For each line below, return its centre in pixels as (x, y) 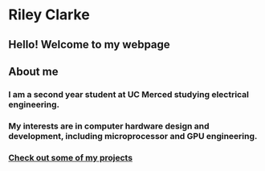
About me (33, 71)
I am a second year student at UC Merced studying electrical (129, 94)
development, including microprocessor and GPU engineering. (133, 136)
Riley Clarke (49, 15)
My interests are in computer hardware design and (109, 126)
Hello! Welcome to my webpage (89, 45)
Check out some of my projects (71, 157)
